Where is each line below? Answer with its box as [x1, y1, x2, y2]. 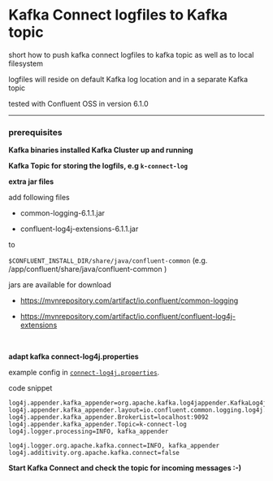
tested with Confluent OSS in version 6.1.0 [8, 98, 149, 108]
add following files [8, 193, 71, 203]
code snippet [8, 383, 53, 393]
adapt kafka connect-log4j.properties [8, 352, 140, 361]
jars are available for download [8, 280, 112, 290]
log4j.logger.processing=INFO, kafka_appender [8, 427, 169, 436]
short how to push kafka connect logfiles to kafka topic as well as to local [8, 50, 254, 59]
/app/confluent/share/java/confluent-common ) [8, 265, 167, 274]
